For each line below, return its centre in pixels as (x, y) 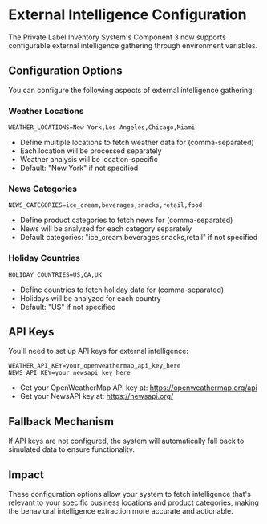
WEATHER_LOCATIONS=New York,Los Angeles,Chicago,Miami (102, 128)
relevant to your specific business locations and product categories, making (133, 502)
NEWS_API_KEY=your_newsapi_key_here (69, 373)
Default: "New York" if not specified (79, 168)
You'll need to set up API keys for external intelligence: (98, 351)
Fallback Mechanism (61, 422)
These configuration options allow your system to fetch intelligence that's (129, 494)
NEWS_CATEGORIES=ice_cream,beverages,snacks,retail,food (105, 205)
